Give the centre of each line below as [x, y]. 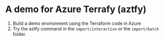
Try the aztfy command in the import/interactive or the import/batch [86, 28]
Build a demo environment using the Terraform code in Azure [77, 23]
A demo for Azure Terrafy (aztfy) [76, 9]
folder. [19, 34]
